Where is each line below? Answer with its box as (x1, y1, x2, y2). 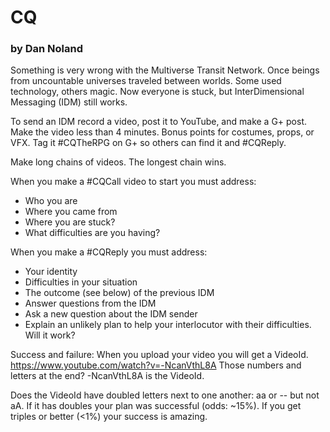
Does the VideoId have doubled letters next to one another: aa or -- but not (10, 389, 320, 401)
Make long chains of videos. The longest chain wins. (10, 156, 227, 168)
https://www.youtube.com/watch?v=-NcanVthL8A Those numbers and (10, 359, 302, 371)
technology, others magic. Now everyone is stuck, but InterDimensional (10, 86, 305, 98)
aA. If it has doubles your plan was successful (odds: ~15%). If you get (10, 400, 302, 412)
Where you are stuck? (24, 216, 116, 228)
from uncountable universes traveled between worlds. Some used (10, 75, 282, 87)
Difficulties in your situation (24, 276, 138, 288)
